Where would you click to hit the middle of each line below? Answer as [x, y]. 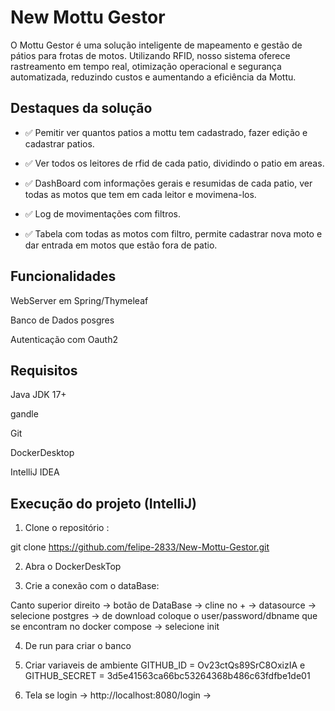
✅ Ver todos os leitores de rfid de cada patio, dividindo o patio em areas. [174, 163]
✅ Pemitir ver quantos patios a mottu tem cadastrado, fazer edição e [166, 132]
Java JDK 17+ [38, 395]
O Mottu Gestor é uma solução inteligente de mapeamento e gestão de [156, 45]
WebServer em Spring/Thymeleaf [79, 300]
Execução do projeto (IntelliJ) [103, 503]
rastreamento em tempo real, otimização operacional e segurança [146, 66]
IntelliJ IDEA [35, 472]
